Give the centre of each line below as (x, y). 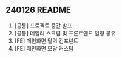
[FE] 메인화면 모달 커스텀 (44, 48)
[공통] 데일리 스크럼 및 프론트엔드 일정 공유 (65, 33)
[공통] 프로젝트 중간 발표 (43, 25)
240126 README (38, 10)
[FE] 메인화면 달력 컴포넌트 (46, 41)
